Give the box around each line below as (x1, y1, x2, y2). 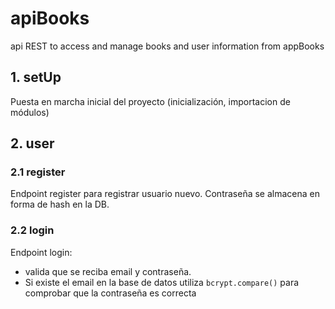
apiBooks (10, 7, 90, 30)
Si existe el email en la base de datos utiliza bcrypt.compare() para (24, 276, 300, 288)
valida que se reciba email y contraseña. (24, 265, 192, 277)
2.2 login (10, 223, 55, 237)
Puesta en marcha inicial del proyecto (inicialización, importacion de (10, 95, 291, 107)
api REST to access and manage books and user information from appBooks (10, 40, 325, 52)
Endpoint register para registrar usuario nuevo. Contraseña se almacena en (10, 188, 321, 200)
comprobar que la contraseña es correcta (24, 287, 197, 299)
